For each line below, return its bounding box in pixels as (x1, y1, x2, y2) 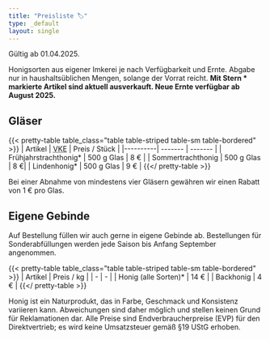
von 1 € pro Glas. (8, 185, 65, 195)
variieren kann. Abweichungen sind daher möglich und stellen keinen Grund (8, 305, 261, 314)
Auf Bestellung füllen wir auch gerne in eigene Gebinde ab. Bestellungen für (8, 231, 262, 240)
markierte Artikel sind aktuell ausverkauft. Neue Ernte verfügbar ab (8, 82, 240, 91)
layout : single (8, 27, 60, 35)
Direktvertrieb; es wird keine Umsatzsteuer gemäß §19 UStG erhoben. (8, 322, 241, 332)
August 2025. (8, 91, 57, 100)
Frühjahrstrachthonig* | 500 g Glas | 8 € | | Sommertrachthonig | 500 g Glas (8, 153, 261, 163)
